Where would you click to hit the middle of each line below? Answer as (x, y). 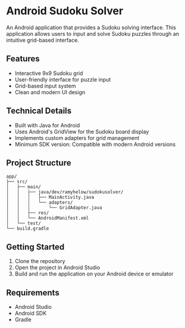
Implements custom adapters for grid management (77, 138)
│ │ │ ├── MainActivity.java (50, 198)
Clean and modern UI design (50, 92)
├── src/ (17, 182)
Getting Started (35, 247)
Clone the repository (40, 261)
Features (23, 59)
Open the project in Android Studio (57, 268)
